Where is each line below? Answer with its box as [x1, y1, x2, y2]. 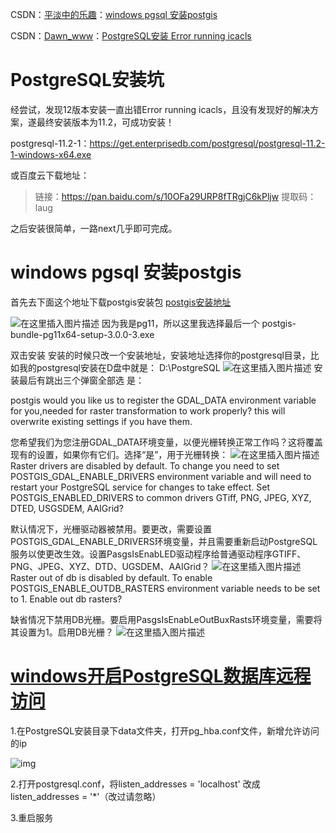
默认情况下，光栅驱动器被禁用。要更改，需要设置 [10, 523, 212, 535]
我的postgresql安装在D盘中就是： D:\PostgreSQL [18, 361, 221, 373]
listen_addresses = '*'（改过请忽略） [10, 790, 162, 802]
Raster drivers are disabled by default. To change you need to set [10, 459, 280, 472]
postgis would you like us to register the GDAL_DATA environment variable [10, 394, 317, 406]
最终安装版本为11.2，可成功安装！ [36, 116, 175, 128]
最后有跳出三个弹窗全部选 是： [18, 374, 145, 386]
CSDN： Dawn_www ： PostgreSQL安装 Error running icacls [10, 30, 252, 42]
